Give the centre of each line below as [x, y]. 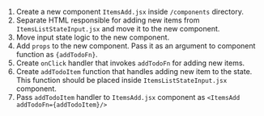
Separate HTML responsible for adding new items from [108, 20]
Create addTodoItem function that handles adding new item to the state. [134, 71]
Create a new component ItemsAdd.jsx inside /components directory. [130, 12]
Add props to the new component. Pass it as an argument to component [136, 46]
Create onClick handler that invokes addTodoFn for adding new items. [130, 63]
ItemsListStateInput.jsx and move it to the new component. [118, 29]
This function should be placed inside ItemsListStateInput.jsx [121, 80]
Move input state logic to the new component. [93, 37]
